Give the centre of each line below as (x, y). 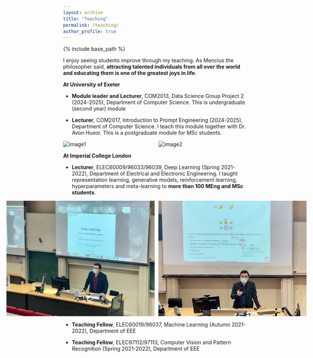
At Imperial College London (97, 156)
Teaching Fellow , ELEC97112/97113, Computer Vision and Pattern (151, 343)
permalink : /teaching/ (91, 25)
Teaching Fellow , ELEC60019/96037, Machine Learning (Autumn (151, 325)
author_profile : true (90, 31)
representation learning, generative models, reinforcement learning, (154, 180)
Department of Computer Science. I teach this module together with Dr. (159, 126)
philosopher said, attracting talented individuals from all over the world (152, 67)
